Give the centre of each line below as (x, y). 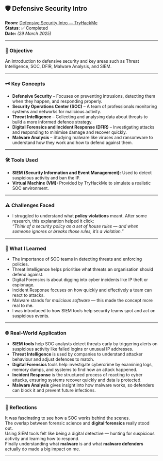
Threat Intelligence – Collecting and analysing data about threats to (80, 117)
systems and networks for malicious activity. (57, 112)
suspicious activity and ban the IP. (46, 177)
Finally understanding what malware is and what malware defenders (74, 443)
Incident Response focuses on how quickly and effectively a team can (82, 290)
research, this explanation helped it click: (53, 221)
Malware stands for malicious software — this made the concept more (82, 301)
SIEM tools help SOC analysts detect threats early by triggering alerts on (85, 344)
